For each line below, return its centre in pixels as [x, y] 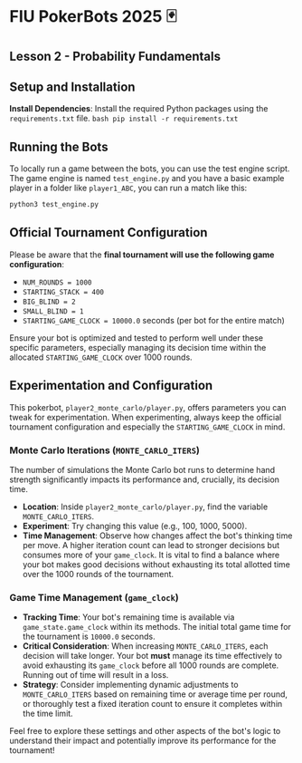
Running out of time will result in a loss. [95, 675]
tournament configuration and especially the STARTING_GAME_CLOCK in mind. [147, 427]
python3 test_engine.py [54, 205]
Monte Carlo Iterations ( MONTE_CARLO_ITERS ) [105, 450]
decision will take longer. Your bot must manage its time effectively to [152, 656]
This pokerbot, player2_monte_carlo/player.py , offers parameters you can [148, 407]
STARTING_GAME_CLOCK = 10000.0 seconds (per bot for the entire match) [153, 320]
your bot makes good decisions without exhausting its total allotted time [156, 565]
